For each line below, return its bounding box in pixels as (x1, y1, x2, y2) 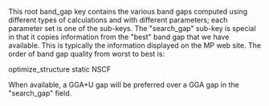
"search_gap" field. (8, 88, 72, 98)
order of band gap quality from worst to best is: (8, 49, 165, 58)
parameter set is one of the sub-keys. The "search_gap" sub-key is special (8, 24, 256, 33)
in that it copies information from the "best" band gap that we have (8, 32, 230, 41)
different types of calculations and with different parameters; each (8, 15, 228, 25)
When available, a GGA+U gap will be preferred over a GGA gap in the (8, 80, 239, 89)
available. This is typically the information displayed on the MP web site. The (8, 41, 262, 50)
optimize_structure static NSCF (8, 65, 112, 74)
